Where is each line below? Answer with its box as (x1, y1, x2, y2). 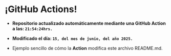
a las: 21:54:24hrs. (12, 25, 53, 31)
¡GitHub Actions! (5, 4, 77, 15)
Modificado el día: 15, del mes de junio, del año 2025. (12, 35, 133, 41)
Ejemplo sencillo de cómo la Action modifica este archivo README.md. (12, 45, 163, 51)
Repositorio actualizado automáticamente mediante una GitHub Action (12, 20, 166, 26)
